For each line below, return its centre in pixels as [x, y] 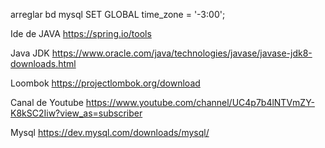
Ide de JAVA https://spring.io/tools [81, 33]
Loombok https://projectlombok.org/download [105, 83]
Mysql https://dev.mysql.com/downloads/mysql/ [110, 132]
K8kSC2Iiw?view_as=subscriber [76, 113]
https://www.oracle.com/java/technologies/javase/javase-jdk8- [182, 53]
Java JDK [30, 53]
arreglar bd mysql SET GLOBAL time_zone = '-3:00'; [118, 14]
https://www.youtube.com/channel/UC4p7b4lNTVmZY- [200, 102]
